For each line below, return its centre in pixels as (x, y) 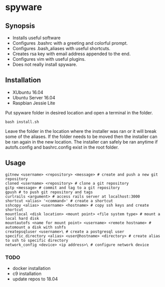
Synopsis (20, 26)
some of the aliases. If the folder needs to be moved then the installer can (81, 136)
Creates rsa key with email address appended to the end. (71, 54)
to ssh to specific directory (37, 240)
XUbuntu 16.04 (28, 92)
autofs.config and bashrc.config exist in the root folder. (62, 147)
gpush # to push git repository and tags (49, 192)
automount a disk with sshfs (36, 227)
